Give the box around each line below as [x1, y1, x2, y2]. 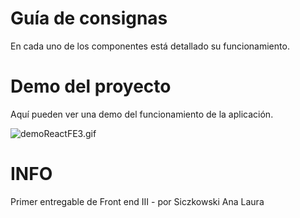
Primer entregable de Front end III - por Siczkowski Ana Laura [10, 195, 265, 207]
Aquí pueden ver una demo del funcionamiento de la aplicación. [10, 108, 274, 120]
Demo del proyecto [10, 75, 172, 98]
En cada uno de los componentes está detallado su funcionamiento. [10, 40, 290, 52]
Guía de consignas [10, 7, 168, 30]
